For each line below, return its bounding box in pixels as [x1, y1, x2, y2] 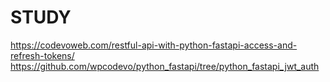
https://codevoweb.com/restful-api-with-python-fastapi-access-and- [10, 39, 298, 51]
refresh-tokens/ [10, 49, 75, 61]
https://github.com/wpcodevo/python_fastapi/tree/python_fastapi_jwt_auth [10, 60, 320, 72]
